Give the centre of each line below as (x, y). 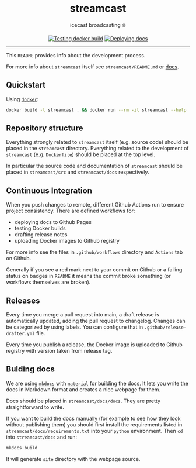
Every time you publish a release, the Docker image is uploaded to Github (94, 345)
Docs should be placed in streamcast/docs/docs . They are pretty (83, 401)
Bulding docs (31, 369)
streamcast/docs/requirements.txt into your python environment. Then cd (94, 431)
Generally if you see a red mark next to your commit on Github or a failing (94, 270)
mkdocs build (22, 448)
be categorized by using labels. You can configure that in (75, 327)
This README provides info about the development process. (76, 55)
